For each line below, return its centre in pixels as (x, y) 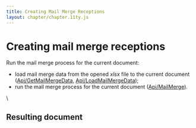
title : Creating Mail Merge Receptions (56, 12)
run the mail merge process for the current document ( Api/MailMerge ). (101, 87)
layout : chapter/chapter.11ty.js (48, 17)
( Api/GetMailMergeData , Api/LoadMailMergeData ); (77, 81)
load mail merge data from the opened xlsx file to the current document (102, 74)
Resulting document (45, 117)
